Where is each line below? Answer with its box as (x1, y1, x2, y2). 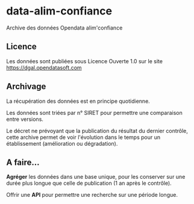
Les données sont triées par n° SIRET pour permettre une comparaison (6, 109, 183, 116)
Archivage (6, 81, 46, 91)
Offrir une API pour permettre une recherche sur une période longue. (6, 191, 178, 199)
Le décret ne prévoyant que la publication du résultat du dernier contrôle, (6, 127, 189, 134)
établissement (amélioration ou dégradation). (6, 140, 118, 147)
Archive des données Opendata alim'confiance (6, 24, 123, 31)
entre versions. (6, 116, 44, 123)
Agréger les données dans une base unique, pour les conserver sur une (6, 173, 186, 181)
